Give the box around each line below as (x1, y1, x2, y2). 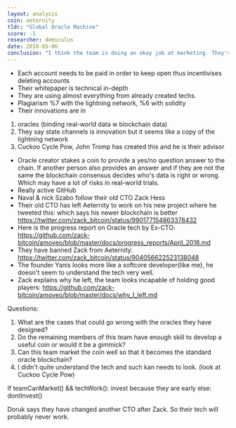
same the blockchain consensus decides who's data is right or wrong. (17, 170, 221, 180)
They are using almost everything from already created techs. (17, 91, 197, 99)
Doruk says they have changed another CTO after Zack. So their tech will (7, 405, 219, 413)
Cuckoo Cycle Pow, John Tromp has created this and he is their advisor (17, 142, 225, 151)
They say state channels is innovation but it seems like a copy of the (17, 127, 216, 136)
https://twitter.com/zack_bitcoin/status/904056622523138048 (17, 253, 199, 261)
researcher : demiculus (7, 37, 74, 44)
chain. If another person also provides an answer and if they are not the (17, 163, 225, 172)
